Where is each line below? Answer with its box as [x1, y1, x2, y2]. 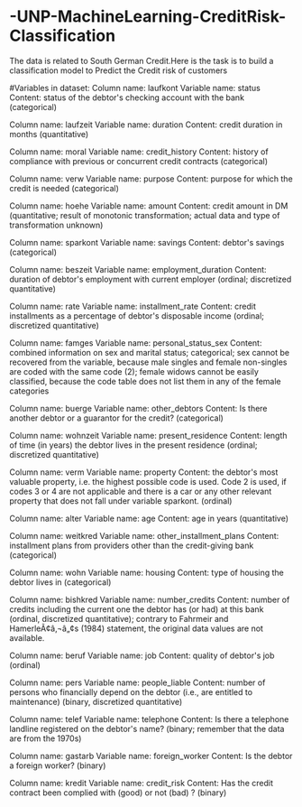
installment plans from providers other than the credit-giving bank [9, 540, 254, 551]
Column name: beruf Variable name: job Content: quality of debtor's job [9, 650, 275, 661]
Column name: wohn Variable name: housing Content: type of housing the [9, 567, 284, 578]
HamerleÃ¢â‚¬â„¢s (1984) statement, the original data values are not [9, 623, 264, 634]
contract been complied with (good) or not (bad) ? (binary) [9, 787, 227, 798]
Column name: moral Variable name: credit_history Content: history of [9, 146, 269, 157]
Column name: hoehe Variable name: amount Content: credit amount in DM [9, 200, 288, 211]
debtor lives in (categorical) [9, 576, 112, 588]
